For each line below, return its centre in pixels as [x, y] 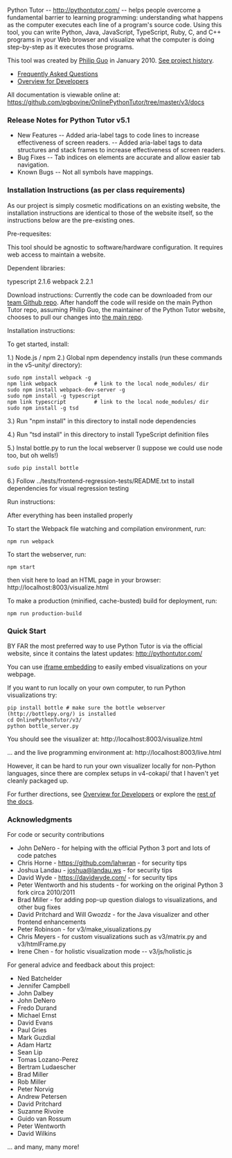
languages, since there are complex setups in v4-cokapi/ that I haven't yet [113, 773]
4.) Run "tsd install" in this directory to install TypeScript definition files [108, 434]
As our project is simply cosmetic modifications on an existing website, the [114, 205]
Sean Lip [30, 1052]
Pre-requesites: [29, 234]
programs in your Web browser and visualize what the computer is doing [111, 40]
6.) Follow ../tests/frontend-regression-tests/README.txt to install [101, 481]
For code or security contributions [56, 835]
